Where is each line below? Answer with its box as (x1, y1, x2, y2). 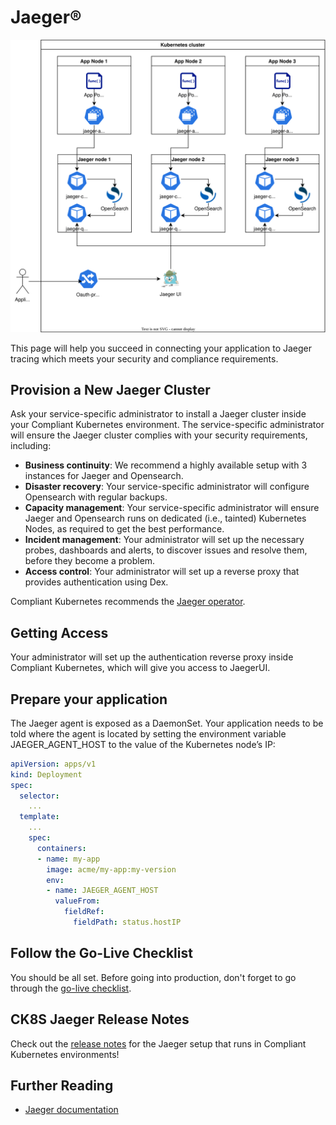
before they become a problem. (24, 555, 156, 567)
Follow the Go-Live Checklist (10, 945, 193, 962)
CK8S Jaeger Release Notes (10, 1011, 190, 1028)
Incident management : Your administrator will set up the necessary (24, 534, 305, 546)
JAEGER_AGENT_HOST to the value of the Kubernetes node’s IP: (10, 738, 276, 750)
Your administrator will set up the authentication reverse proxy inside (10, 651, 294, 663)
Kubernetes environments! (10, 1048, 120, 1060)
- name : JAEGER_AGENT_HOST (46, 886, 159, 896)
